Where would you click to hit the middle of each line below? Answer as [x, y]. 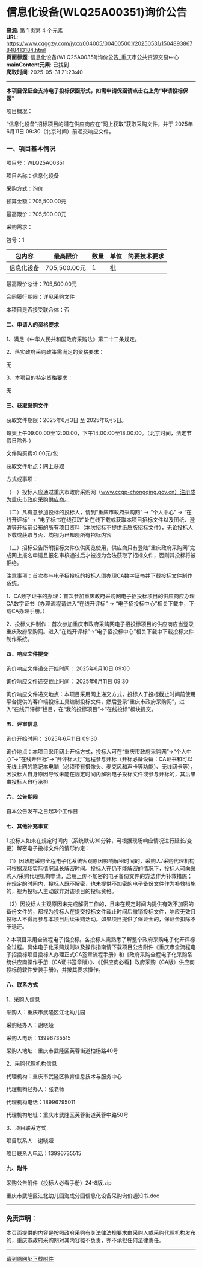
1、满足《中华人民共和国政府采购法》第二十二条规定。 [73, 339]
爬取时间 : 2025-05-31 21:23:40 [44, 72]
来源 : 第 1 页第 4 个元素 [35, 30]
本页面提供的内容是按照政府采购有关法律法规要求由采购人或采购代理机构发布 [101, 1233]
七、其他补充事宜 [27, 826]
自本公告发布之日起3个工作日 [42, 811]
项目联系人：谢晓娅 [30, 1140]
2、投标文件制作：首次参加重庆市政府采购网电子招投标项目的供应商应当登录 [100, 624]
